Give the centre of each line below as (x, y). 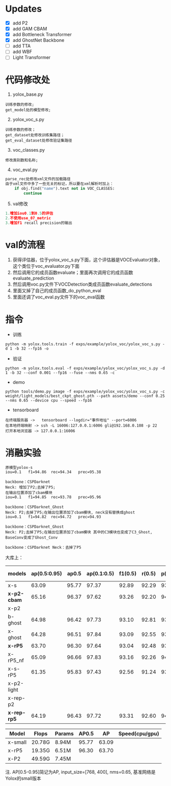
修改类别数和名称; (22, 160)
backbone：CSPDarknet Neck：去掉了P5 (43, 548)
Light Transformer (32, 58)
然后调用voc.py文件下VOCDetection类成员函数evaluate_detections (82, 284)
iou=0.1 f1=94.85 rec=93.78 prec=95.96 (53, 497)
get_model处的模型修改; (28, 110)
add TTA (22, 46)
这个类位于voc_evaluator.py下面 (46, 266)
